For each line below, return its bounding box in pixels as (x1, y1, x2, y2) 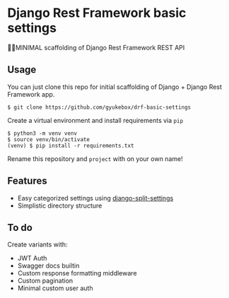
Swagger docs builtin (17, 261, 80, 270)
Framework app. (7, 90, 55, 98)
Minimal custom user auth (17, 284, 93, 292)
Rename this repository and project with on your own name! (7, 154, 183, 163)
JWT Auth (17, 254, 47, 263)
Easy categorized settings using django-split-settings (17, 193, 174, 202)
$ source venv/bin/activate (7, 136, 90, 143)
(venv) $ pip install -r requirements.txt (7, 142, 134, 149)
